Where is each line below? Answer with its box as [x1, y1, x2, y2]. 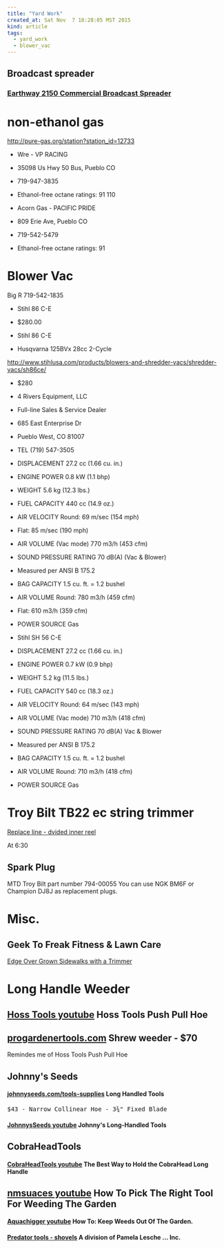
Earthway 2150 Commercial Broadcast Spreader [7, 89, 172, 98]
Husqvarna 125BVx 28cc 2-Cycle [17, 345, 112, 353]
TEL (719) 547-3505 [17, 446, 74, 454]
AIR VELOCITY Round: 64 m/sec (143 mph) [17, 700, 140, 709]
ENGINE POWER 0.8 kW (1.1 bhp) [17, 473, 110, 481]
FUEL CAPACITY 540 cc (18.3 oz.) [17, 687, 114, 696]
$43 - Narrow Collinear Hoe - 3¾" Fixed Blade [7, 1105, 167, 1113]
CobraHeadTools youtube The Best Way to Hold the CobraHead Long [7, 1159, 209, 1168]
